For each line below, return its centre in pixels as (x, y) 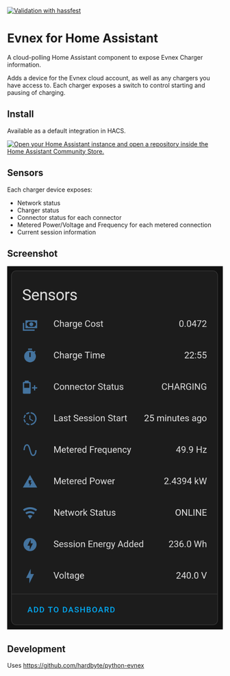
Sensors (25, 173)
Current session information (56, 232)
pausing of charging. (36, 92)
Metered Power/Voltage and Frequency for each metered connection (114, 225)
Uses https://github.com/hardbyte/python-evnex (76, 666)
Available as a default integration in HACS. (66, 131)
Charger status (38, 210)
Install (21, 114)
